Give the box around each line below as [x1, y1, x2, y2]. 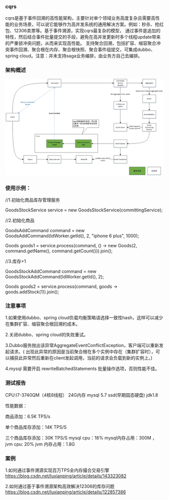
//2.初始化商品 [5, 218, 35, 223]
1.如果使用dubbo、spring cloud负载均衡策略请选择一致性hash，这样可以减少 [5, 315, 163, 321]
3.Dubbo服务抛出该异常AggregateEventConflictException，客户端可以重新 [5, 342, 159, 348]
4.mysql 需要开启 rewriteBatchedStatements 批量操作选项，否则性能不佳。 [5, 366, 160, 372]
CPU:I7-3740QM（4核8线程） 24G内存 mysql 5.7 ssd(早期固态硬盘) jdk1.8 [5, 392, 158, 398]
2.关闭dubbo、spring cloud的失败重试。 [5, 332, 89, 338]
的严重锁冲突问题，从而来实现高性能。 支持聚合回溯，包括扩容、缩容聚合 [5, 40, 156, 46]
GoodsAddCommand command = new [5, 228, 85, 233]
